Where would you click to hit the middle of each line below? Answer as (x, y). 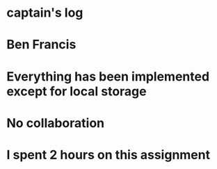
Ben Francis (41, 45)
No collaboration (56, 123)
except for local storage (77, 91)
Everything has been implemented (108, 76)
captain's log (45, 13)
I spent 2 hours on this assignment (108, 155)
